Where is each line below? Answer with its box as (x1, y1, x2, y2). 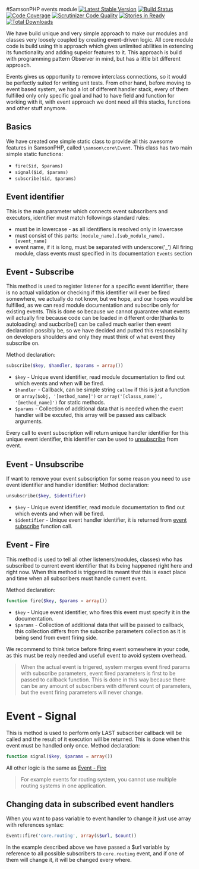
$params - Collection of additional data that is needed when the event (14, 405, 184, 412)
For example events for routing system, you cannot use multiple (20, 775, 177, 783)
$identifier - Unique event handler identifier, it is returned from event (14, 516, 187, 524)
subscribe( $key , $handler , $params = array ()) (6, 363, 124, 369)
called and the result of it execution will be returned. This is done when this (6, 736, 190, 743)
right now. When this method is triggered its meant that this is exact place (6, 568, 187, 575)
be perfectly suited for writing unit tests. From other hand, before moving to (6, 79, 191, 86)
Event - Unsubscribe (6, 459, 84, 469)
